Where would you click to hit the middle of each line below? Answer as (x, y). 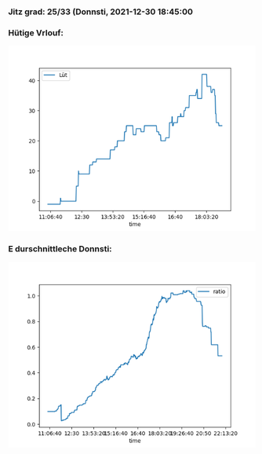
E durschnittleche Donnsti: (60, 249)
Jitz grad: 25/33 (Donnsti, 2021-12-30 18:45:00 (101, 12)
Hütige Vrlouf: (36, 32)
